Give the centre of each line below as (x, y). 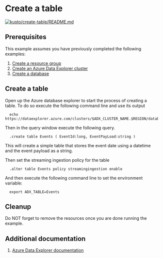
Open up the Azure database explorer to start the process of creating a (76, 100)
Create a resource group (37, 63)
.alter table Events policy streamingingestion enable (66, 169)
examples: (15, 54)
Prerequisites (26, 37)
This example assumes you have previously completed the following (73, 48)
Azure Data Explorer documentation (48, 250)
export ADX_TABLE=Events (34, 192)
